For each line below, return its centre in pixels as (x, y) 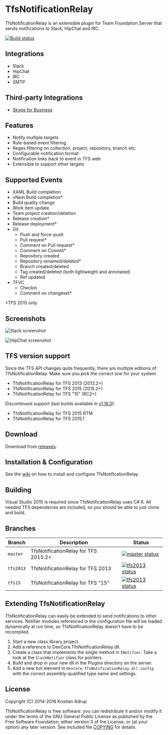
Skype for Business (32, 110)
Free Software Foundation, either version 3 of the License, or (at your (76, 721)
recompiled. (17, 632)
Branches (20, 528)
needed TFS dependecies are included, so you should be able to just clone (82, 508)
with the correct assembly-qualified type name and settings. (74, 673)
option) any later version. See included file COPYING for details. (71, 727)
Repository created (39, 256)
